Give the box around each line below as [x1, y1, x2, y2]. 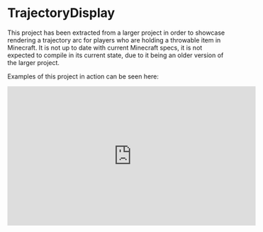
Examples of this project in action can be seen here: [7, 72, 160, 81]
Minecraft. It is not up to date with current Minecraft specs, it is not [7, 43, 203, 52]
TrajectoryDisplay [7, 5, 116, 21]
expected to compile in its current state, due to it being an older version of [7, 51, 224, 59]
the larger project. [7, 58, 60, 66]
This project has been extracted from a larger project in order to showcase [7, 28, 225, 37]
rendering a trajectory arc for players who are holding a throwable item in [7, 35, 221, 44]
